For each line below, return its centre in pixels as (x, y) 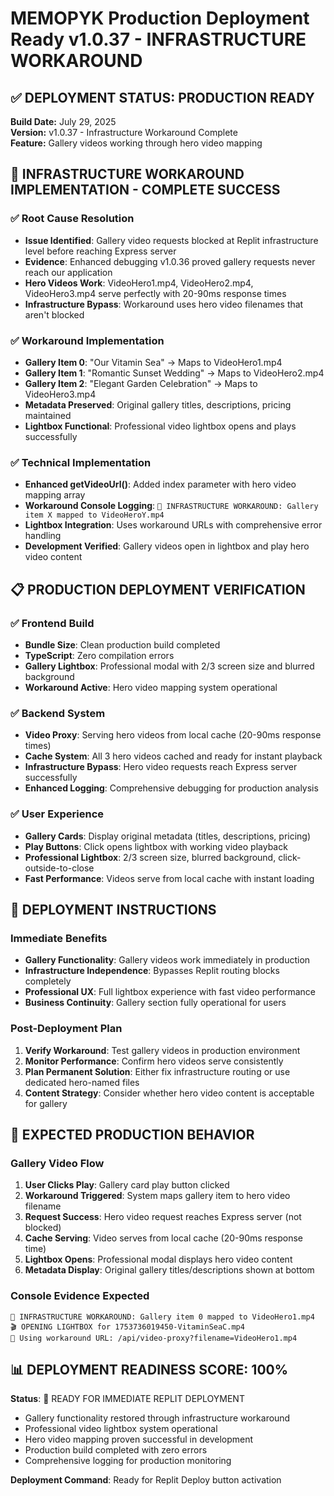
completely (48, 981)
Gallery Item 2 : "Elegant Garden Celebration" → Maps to (141, 383)
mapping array (55, 495)
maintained (48, 415)
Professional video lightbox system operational (121, 1429)
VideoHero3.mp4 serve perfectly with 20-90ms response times (155, 293)
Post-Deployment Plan (66, 1029)
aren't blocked (54, 314)
